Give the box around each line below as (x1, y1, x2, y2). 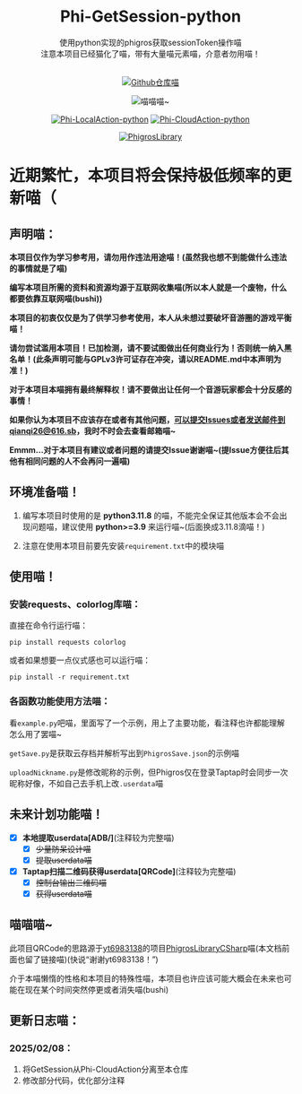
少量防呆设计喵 (35, 843, 91, 854)
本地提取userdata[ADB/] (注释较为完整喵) (22, 832, 175, 843)
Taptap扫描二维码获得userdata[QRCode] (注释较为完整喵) (22, 865, 237, 876)
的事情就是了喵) (9, 263, 68, 273)
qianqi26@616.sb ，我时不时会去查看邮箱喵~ (9, 425, 177, 436)
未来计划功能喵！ (9, 807, 104, 822)
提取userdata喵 (35, 855, 92, 865)
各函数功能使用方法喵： (9, 695, 110, 708)
